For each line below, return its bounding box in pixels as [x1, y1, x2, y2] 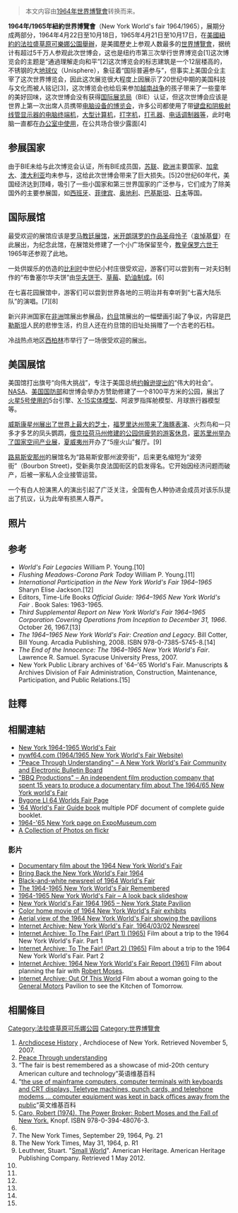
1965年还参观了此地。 [8, 249, 72, 258]
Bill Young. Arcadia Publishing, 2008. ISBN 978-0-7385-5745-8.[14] [18, 638, 216, 646]
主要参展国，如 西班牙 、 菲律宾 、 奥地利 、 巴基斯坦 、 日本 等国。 [26, 188, 206, 197]
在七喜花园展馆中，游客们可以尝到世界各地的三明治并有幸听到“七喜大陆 [8, 288, 215, 297]
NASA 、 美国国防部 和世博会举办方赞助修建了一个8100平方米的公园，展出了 [8, 387, 225, 396]
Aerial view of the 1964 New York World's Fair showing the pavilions [18, 914, 218, 923]
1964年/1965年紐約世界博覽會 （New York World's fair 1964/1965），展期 [8, 22, 220, 30]
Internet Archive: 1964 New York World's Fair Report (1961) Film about [18, 959, 222, 968]
